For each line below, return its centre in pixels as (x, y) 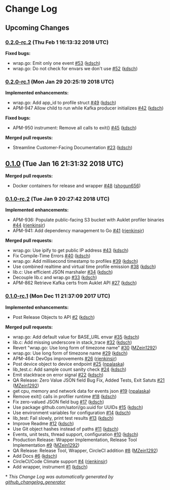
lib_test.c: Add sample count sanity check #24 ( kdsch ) (70, 369)
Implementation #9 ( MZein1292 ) (46, 445)
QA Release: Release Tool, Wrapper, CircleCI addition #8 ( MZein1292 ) (85, 450)
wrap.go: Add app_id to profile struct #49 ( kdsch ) (64, 103)
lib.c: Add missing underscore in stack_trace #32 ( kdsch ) (72, 342)
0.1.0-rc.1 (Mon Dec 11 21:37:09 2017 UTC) (58, 296)
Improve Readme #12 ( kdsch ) (43, 423)
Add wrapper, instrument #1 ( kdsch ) (50, 467)
